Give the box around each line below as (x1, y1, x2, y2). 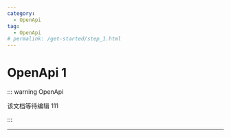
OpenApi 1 (7, 65, 67, 81)
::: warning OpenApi (7, 88, 64, 96)
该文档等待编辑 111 (7, 102, 59, 110)
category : (7, 10, 36, 17)
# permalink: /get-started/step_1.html (7, 36, 122, 42)
